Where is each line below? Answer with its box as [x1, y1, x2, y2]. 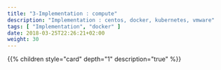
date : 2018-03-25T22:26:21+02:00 [7, 29, 105, 37]
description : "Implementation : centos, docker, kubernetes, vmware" [7, 17, 215, 24]
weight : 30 [7, 36, 39, 43]
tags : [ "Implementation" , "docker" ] [7, 23, 121, 30]
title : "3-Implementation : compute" [7, 10, 118, 17]
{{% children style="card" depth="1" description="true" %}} [7, 55, 182, 63]
